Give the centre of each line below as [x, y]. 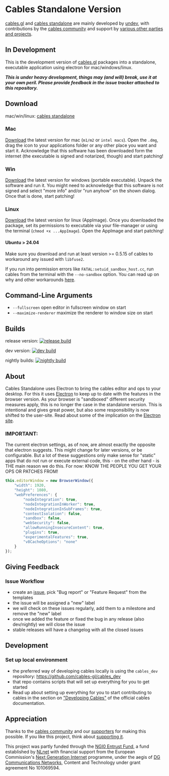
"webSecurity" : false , [47, 523]
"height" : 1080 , [31, 490]
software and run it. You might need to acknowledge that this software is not [84, 186]
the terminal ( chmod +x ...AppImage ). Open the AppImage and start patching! [84, 231]
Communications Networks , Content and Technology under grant [73, 762]
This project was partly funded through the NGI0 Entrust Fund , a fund [77, 746]
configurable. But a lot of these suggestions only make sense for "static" [80, 456]
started [20, 687]
